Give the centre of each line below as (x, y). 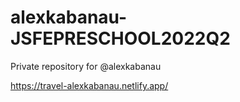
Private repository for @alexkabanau (86, 66)
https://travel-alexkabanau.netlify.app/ (89, 85)
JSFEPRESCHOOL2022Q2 (120, 38)
